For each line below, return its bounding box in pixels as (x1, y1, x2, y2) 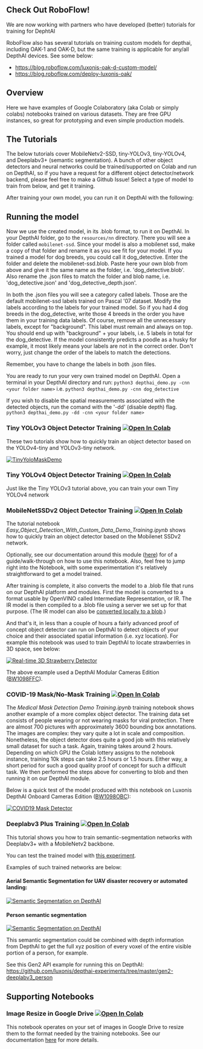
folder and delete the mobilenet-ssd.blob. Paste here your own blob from (6, 260, 188, 267)
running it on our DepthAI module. (6, 775, 91, 782)
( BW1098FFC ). (6, 675, 43, 683)
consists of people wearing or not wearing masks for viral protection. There (6, 717, 195, 724)
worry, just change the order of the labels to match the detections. (6, 349, 171, 356)
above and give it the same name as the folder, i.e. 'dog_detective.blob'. (6, 266, 185, 274)
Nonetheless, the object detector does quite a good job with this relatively (6, 736, 190, 744)
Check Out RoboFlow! (6, 5, 90, 15)
